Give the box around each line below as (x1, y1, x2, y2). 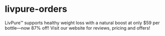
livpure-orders (5, 3, 67, 15)
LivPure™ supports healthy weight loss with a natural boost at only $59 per (5, 20, 160, 26)
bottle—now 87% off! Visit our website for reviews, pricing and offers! (5, 25, 150, 31)
